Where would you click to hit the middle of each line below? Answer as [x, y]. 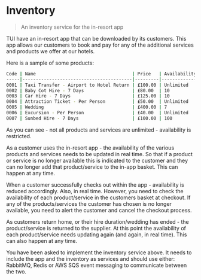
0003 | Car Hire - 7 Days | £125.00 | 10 [88, 96]
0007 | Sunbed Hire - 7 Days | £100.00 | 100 [89, 118]
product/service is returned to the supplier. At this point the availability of [96, 228]
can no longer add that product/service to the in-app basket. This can [92, 167]
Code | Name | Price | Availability [101, 74]
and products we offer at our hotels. [51, 51]
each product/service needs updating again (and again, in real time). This [97, 235]
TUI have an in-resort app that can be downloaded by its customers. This [96, 38]
